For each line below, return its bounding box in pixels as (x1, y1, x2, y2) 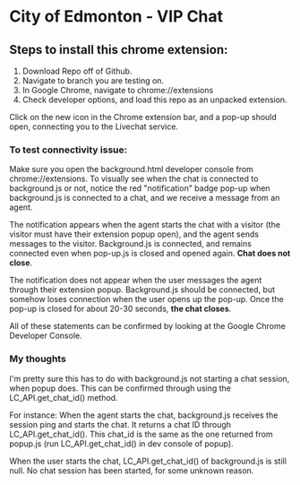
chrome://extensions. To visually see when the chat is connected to (9, 173, 259, 185)
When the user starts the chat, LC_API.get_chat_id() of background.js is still (9, 455, 287, 466)
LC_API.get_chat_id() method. (9, 392, 118, 403)
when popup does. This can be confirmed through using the (9, 383, 231, 394)
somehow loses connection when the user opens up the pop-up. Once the (9, 294, 284, 305)
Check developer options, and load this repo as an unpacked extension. (21, 94, 288, 105)
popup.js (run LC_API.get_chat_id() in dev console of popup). (9, 437, 235, 449)
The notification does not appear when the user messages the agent (9, 275, 262, 286)
